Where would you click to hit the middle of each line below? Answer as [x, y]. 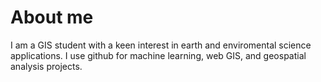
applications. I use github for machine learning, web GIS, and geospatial [158, 55]
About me [52, 17]
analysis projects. [46, 66]
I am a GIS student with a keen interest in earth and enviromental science [161, 45]
